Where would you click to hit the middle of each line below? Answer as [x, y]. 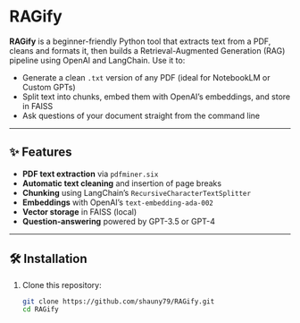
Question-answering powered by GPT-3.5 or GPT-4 [119, 221]
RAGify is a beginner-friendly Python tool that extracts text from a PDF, [140, 41]
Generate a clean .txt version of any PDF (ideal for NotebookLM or [146, 77]
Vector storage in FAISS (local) [79, 211]
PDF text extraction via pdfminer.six [90, 174]
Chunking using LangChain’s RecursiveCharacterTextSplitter [137, 192]
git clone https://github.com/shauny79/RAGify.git [118, 302]
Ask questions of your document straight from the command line [141, 115]
